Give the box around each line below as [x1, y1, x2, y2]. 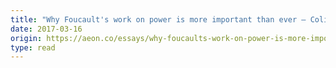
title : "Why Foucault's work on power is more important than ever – [10, 14, 307, 25]
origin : [10, 33, 43, 43]
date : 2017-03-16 [10, 24, 83, 34]
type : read [10, 42, 56, 53]
